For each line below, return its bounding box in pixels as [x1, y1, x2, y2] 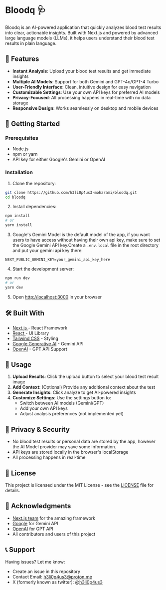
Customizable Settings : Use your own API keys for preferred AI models [12, 89, 160, 95]
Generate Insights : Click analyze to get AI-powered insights [12, 389, 136, 395]
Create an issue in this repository [12, 568, 81, 575]
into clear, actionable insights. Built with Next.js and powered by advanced [5, 29, 158, 35]
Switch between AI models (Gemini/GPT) [19, 400, 104, 406]
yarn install [5, 223, 32, 228]
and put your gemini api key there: [12, 248, 83, 254]
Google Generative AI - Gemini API [12, 340, 84, 346]
